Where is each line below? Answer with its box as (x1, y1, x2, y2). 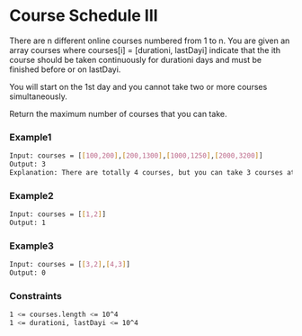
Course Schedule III (9, 5, 159, 26)
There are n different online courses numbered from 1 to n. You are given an (9, 35, 290, 46)
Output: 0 (9, 268, 47, 277)
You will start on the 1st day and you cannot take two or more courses (9, 81, 268, 92)
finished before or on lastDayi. (9, 64, 121, 75)
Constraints (9, 289, 63, 302)
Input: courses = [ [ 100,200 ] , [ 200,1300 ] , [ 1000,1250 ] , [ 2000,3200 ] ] (9, 151, 263, 160)
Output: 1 (9, 218, 47, 228)
